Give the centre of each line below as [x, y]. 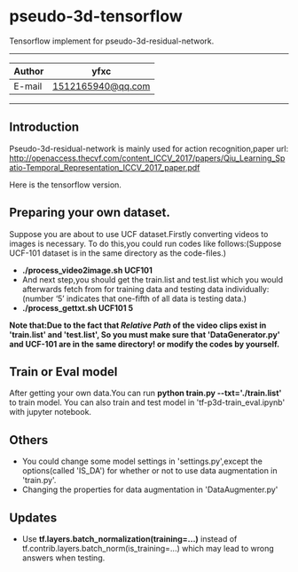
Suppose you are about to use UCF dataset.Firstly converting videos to [139, 234]
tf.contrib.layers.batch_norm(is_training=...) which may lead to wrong [148, 548]
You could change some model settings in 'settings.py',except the [142, 461]
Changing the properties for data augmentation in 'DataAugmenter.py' [150, 489]
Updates [33, 517]
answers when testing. [63, 558]
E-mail [28, 86]
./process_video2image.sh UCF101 [87, 270]
